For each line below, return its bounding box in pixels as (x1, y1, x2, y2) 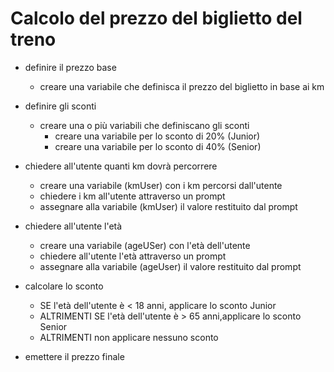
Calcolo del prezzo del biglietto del (10, 7, 303, 30)
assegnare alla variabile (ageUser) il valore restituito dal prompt (39, 260, 302, 272)
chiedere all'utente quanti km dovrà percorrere (24, 160, 218, 172)
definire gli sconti (24, 100, 97, 112)
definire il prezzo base (24, 61, 117, 73)
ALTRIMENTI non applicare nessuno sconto (39, 331, 219, 343)
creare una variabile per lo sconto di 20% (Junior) (54, 130, 261, 142)
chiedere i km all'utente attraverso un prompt (39, 190, 226, 202)
